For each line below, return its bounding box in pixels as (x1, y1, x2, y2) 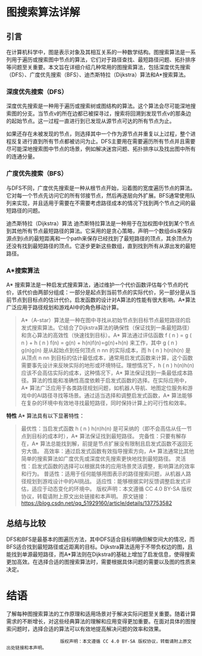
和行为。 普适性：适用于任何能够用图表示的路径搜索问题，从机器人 (20, 470, 186, 477)
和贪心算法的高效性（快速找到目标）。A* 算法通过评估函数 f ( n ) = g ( (20, 331, 192, 339)
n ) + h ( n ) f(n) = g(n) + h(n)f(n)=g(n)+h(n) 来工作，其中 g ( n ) (20, 339, 178, 346)
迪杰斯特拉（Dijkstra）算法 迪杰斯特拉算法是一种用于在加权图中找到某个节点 (6, 219, 195, 226)
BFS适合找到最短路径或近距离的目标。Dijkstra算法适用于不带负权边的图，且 (6, 543, 194, 550)
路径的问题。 (11, 207, 43, 214)
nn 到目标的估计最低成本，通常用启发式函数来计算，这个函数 (43, 354, 194, 361)
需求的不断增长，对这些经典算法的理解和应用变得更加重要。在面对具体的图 (6, 617, 191, 625)
